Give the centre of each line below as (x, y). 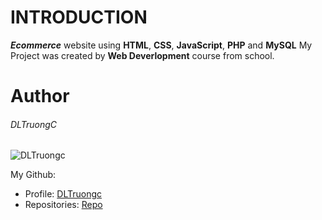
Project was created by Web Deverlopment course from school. (142, 55)
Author (40, 96)
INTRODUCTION (79, 17)
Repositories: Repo (63, 205)
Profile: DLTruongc (63, 194)
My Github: (33, 175)
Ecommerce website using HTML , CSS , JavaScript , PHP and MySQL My (161, 45)
